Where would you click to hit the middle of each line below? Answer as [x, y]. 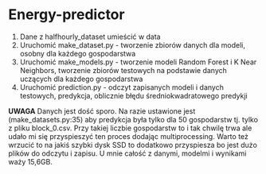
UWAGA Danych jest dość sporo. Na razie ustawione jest [102, 111]
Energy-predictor [66, 15]
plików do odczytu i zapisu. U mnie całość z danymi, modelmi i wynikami [127, 153]
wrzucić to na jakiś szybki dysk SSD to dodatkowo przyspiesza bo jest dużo [133, 145]
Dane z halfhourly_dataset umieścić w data [90, 37]
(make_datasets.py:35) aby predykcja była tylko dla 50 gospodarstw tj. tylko [133, 119]
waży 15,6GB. [31, 161]
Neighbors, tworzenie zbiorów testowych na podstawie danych [123, 70]
